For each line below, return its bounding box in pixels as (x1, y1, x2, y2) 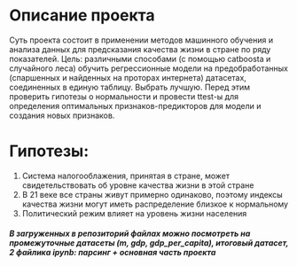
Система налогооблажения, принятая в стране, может (21, 170, 231, 181)
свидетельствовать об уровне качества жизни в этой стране (21, 179, 254, 191)
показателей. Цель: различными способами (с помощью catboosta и (9, 53, 271, 64)
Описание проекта (9, 5, 155, 26)
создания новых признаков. (9, 110, 115, 121)
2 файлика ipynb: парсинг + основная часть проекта (9, 247, 216, 258)
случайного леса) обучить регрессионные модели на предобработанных (9, 63, 288, 74)
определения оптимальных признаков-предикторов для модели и (9, 100, 262, 111)
